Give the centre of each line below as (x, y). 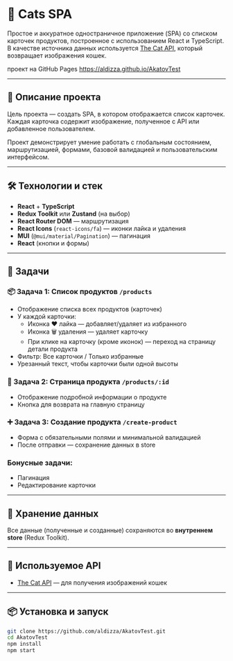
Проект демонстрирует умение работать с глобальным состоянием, (110, 142)
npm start (21, 651)
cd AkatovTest (28, 637)
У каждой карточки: (46, 317)
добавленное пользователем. (51, 128)
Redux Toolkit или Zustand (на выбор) (74, 214)
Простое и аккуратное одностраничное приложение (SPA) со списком (112, 33)
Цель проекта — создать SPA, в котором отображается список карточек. (116, 114)
